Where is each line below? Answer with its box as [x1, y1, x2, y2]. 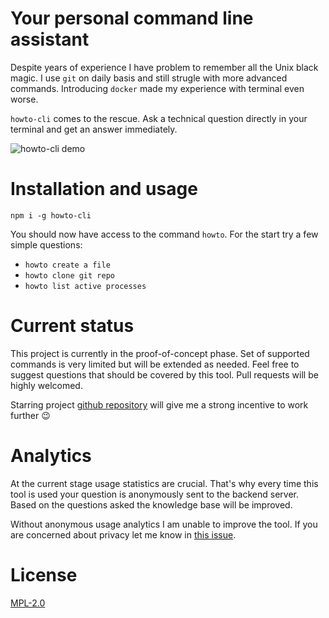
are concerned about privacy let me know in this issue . [10, 528, 237, 541]
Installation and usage [10, 178, 198, 201]
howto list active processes [24, 281, 147, 291]
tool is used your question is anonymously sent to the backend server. [10, 488, 300, 500]
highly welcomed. [10, 379, 83, 391]
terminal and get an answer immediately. [10, 123, 178, 135]
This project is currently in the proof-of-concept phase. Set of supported [10, 347, 310, 359]
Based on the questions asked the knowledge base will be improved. [10, 498, 293, 511]
